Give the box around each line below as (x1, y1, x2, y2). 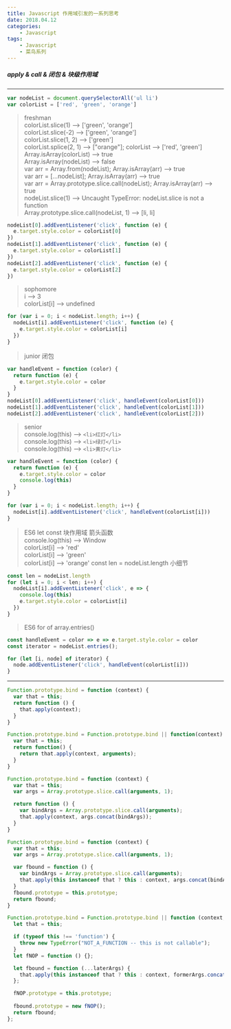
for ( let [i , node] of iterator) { (7, 655, 109, 662)
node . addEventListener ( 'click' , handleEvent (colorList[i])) (13, 661, 189, 668)
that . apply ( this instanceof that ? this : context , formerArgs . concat (19, 971, 226, 978)
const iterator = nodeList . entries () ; (7, 643, 118, 650)
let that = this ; (13, 921, 63, 928)
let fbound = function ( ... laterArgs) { (13, 964, 131, 972)
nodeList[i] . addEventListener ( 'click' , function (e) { (13, 319, 174, 326)
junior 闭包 (23, 352, 54, 360)
